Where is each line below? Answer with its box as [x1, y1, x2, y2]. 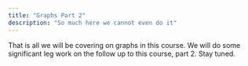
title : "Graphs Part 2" [8, 11, 86, 20]
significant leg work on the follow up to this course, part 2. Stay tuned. [8, 49, 235, 58]
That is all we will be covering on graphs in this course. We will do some [8, 40, 241, 49]
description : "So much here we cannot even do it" [8, 19, 177, 27]
